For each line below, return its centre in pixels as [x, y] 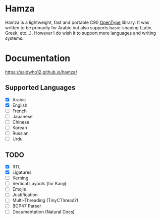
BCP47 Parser [27, 206]
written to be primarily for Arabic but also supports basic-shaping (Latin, [79, 27]
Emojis [19, 189]
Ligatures [22, 172]
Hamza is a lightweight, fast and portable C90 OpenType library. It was [77, 22]
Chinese [21, 122]
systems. [14, 38]
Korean [20, 128]
